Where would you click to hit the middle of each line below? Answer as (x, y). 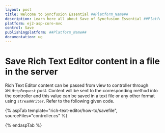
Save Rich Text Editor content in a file (82, 61)
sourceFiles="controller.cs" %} (36, 115)
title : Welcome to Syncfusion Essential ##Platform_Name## (67, 14)
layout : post (18, 10)
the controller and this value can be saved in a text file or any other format (80, 96)
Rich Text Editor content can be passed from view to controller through (77, 85)
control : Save (20, 28)
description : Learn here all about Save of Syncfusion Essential (73, 19)
